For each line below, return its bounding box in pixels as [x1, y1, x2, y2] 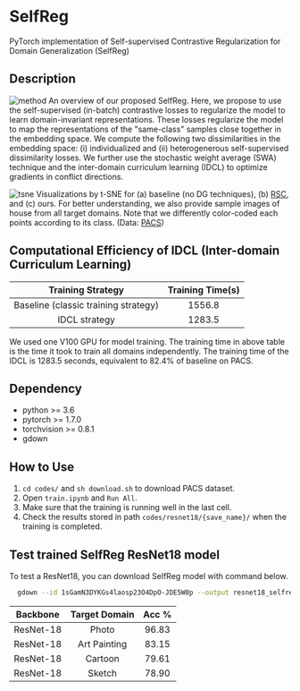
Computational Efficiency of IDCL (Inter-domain [9, 243, 280, 259]
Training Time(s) [167, 284, 240, 296]
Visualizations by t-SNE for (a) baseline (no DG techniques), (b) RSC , [36, 188, 289, 199]
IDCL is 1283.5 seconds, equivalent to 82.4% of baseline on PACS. [9, 355, 254, 366]
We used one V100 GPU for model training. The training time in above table [9, 336, 286, 346]
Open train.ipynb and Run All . [21, 492, 137, 503]
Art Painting [77, 637, 128, 650]
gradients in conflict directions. [9, 171, 123, 182]
